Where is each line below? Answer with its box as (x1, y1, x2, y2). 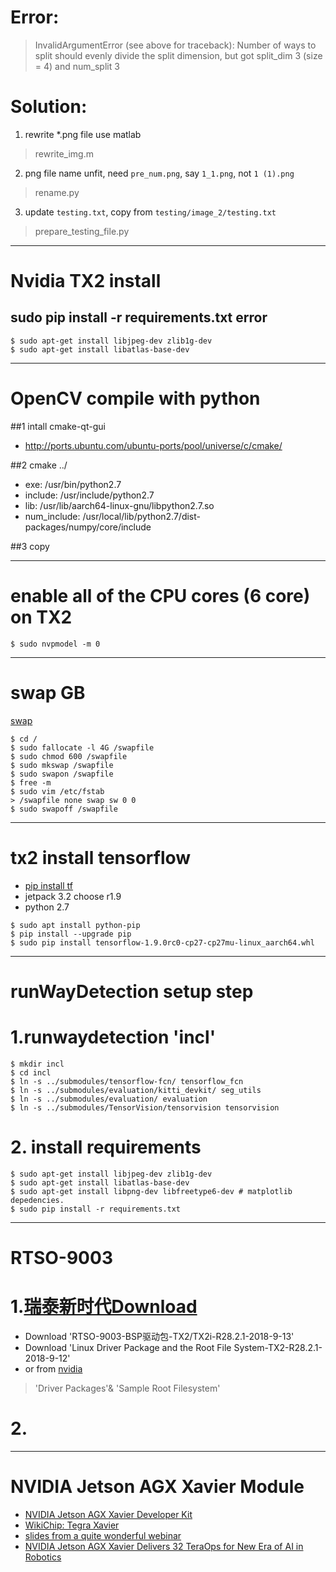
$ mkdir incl (10, 1059, 65, 1069)
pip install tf (24, 879, 73, 891)
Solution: (10, 96, 88, 118)
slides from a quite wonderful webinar (24, 1529, 182, 1541)
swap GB (10, 681, 86, 704)
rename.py (34, 186, 80, 198)
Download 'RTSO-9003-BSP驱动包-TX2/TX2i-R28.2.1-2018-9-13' (24, 1330, 295, 1342)
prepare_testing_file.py (34, 225, 130, 237)
